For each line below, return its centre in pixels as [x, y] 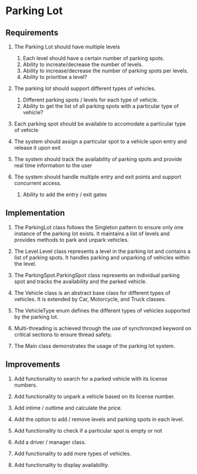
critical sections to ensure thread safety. [63, 334]
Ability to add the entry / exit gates [65, 195]
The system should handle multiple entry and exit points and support [98, 177]
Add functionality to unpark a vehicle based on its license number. [94, 396]
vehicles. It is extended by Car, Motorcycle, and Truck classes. [90, 299]
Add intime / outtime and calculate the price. [68, 407]
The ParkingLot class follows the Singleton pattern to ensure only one [99, 227]
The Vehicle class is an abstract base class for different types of [92, 292]
